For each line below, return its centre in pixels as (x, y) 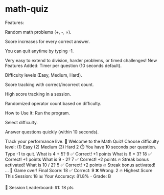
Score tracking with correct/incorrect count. (49, 85)
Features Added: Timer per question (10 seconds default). (63, 65)
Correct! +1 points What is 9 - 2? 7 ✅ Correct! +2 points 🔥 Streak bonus (77, 159)
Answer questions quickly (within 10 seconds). (52, 132)
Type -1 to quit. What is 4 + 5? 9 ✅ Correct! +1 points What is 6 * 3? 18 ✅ (79, 154)
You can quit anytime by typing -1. (40, 51)
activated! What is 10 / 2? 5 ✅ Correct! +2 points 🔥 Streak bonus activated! (80, 165)
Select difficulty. (22, 122)
